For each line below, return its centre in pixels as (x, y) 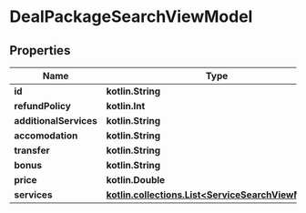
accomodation (46, 136)
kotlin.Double (136, 180)
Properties (40, 51)
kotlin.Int (126, 106)
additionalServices (56, 121)
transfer (32, 150)
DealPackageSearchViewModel (131, 17)
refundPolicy (42, 106)
